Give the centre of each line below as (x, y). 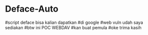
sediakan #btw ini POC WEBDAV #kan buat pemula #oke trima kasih (73, 27)
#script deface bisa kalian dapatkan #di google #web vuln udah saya (74, 22)
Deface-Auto (32, 9)
